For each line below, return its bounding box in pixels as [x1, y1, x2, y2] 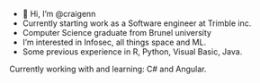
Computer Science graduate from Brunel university [22, 28, 211, 37]
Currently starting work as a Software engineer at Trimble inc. [22, 18, 252, 29]
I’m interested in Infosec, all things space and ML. [22, 37, 207, 47]
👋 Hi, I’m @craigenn [22, 9, 96, 19]
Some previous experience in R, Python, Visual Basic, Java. [22, 46, 243, 57]
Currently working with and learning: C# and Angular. [9, 63, 207, 74]
